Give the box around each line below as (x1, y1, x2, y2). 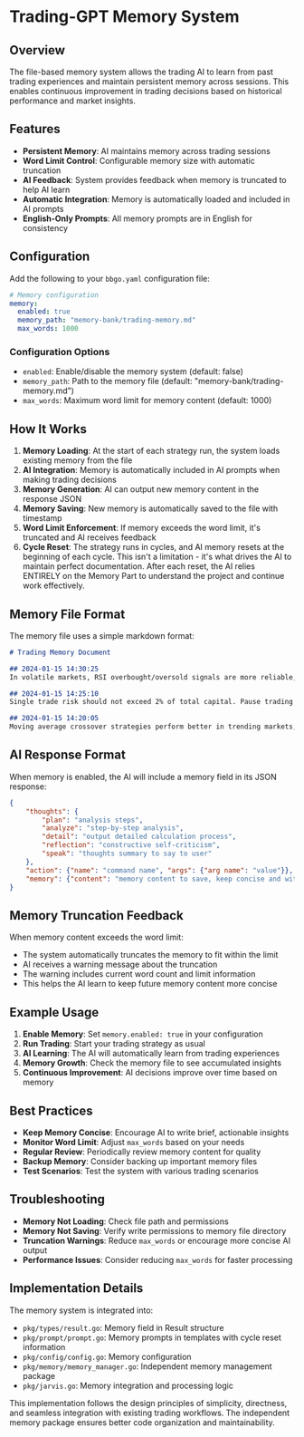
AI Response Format (9, 747, 127, 763)
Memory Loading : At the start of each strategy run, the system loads (22, 446, 280, 457)
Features (9, 121, 61, 137)
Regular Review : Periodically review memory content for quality (22, 1146, 261, 1157)
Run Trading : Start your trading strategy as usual (22, 1038, 206, 1049)
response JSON (22, 494, 82, 505)
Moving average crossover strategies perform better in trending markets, (9, 722, 298, 731)
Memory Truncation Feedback (9, 908, 184, 923)
